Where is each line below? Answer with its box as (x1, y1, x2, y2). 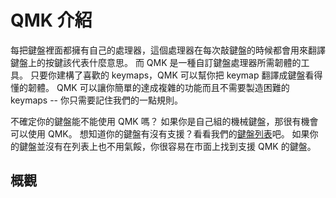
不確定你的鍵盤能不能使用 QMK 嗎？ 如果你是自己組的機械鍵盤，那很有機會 (10, 115, 319, 127)
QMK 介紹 (10, 9, 93, 32)
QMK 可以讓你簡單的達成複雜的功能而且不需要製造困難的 (56, 81, 290, 93)
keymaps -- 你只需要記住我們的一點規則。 (10, 94, 183, 106)
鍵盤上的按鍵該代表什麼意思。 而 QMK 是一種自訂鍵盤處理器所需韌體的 (10, 56, 302, 68)
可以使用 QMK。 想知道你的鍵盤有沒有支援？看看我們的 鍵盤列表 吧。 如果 (10, 127, 310, 140)
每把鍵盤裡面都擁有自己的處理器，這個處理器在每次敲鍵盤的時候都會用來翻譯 (10, 44, 326, 56)
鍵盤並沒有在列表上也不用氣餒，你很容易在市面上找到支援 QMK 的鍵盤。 (18, 140, 317, 152)
